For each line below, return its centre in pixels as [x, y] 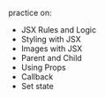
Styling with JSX [51, 39]
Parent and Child [52, 58]
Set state [37, 86]
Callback [37, 77]
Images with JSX [52, 49]
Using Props [44, 67]
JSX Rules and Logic [59, 30]
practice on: [30, 13]
